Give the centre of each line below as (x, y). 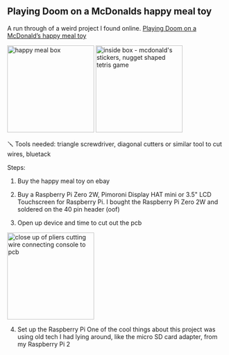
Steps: (16, 167)
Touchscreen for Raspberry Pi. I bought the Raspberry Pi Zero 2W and (118, 202)
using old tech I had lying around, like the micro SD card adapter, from (117, 336)
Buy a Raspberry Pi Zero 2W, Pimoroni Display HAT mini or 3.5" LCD (114, 194)
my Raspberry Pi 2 (44, 344)
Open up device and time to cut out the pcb (79, 223)
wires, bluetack (29, 154)
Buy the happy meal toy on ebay (63, 181)
